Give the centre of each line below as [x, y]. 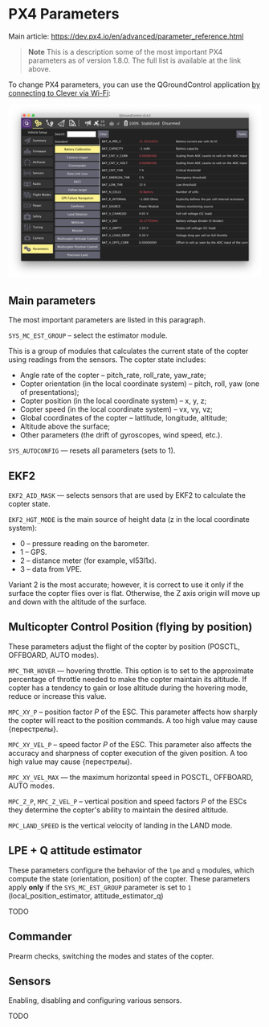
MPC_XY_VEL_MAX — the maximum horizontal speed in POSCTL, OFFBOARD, [131, 777]
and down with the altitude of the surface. [77, 602]
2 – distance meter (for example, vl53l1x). [88, 561]
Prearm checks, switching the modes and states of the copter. [111, 956]
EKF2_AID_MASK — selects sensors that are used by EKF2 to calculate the [127, 495]
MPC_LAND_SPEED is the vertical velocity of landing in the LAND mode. [120, 825]
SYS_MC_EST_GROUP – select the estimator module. [88, 335]
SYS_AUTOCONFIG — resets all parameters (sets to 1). [92, 450]
